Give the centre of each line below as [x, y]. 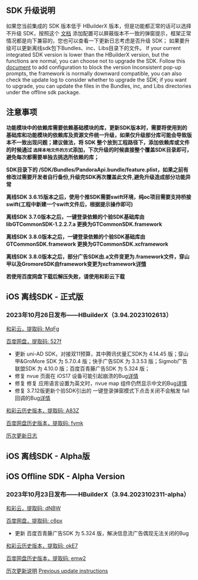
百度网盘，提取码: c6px [34, 521]
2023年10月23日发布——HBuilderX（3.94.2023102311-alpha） [98, 495]
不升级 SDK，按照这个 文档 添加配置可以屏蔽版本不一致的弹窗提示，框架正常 [99, 33]
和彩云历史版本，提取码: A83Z [43, 411]
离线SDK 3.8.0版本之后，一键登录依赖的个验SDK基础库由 [76, 236]
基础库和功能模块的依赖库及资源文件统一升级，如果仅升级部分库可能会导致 [96, 135]
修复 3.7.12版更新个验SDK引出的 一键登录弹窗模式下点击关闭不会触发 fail [102, 391]
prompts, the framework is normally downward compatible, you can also [94, 73]
